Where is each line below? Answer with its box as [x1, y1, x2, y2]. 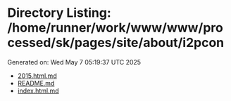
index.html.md [17, 86, 59, 95]
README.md [17, 79, 55, 87]
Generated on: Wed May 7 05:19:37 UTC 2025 [7, 58, 142, 66]
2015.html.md [17, 72, 58, 80]
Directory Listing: [7, 5, 111, 21]
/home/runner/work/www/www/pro [7, 20, 223, 36]
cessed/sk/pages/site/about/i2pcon [7, 35, 224, 50]
